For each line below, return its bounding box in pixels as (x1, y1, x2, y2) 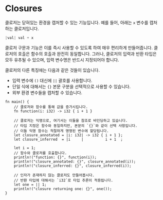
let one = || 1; (14, 182, 47, 187)
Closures (5, 3, 42, 14)
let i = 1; (14, 145, 36, 150)
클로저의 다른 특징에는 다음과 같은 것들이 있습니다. (5, 67, 100, 73)
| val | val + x (5, 35, 34, 40)
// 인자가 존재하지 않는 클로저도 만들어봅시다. (14, 173, 95, 178)
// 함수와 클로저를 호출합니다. (14, 150, 67, 155)
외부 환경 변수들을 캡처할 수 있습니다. (12, 89, 83, 95)
